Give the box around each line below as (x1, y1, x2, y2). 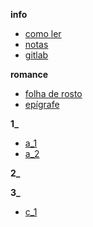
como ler (24, 28, 62, 39)
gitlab (24, 49, 49, 61)
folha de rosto (24, 88, 83, 99)
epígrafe (24, 99, 60, 110)
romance (10, 69, 49, 80)
